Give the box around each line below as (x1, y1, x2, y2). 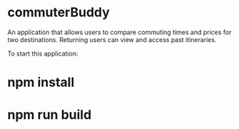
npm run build (7, 107, 92, 123)
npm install (7, 74, 75, 91)
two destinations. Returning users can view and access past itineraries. (7, 35, 217, 43)
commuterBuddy (7, 4, 111, 21)
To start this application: (7, 49, 78, 58)
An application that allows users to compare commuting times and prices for (7, 28, 232, 36)
